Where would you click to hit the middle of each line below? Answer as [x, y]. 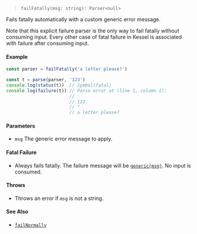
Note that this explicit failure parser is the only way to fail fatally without [93, 31]
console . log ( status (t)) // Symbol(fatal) [59, 85]
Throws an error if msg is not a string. [59, 198]
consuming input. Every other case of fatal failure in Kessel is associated [94, 37]
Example [17, 56]
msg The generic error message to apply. [64, 139]
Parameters [21, 126]
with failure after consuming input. [48, 43]
